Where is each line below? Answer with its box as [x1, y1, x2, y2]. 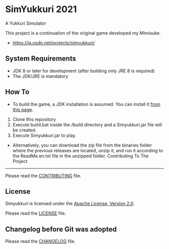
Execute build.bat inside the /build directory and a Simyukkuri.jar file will [12, 121, 162, 128]
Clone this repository [12, 116, 56, 122]
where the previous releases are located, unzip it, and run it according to [12, 147, 163, 153]
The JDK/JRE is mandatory [12, 73, 68, 79]
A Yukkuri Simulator [5, 20, 46, 26]
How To [5, 88, 30, 96]
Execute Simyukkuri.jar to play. [12, 132, 76, 138]
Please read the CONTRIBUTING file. [5, 172, 81, 178]
